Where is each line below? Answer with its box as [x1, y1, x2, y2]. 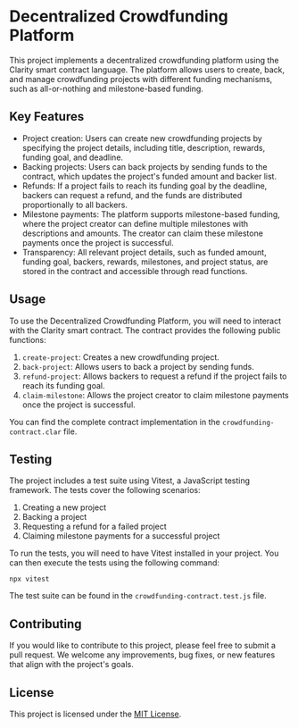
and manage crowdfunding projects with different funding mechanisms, [9, 73, 273, 84]
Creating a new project [21, 502, 107, 513]
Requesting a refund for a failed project [21, 521, 167, 532]
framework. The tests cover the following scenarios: [9, 485, 201, 496]
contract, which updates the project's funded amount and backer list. [21, 171, 277, 181]
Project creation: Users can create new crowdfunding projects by [21, 132, 263, 144]
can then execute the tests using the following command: [9, 557, 220, 568]
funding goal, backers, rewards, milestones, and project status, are [21, 256, 269, 267]
